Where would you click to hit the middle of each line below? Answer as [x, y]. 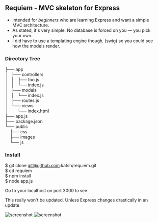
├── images [22, 137]
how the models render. [36, 46]
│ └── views [19, 106]
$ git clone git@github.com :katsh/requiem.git [51, 166]
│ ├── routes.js [22, 100]
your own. [22, 35]
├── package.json [24, 122]
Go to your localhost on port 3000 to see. [47, 191]
